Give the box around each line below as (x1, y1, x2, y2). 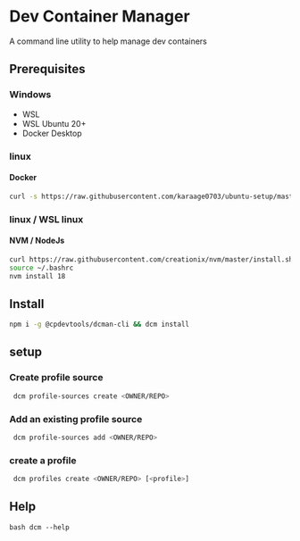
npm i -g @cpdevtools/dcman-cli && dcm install (9, 320, 190, 329)
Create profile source (9, 371, 104, 384)
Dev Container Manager (9, 6, 190, 27)
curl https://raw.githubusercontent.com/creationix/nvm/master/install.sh (9, 254, 294, 264)
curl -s (9, 192, 38, 201)
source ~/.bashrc (9, 263, 74, 272)
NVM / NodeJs (9, 235, 65, 246)
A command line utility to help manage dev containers (9, 36, 207, 46)
